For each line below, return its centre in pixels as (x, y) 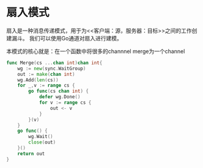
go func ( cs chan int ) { (58, 91)
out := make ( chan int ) (46, 74)
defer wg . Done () (60, 97)
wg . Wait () (41, 137)
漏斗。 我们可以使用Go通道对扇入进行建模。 (67, 38)
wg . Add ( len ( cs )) (38, 80)
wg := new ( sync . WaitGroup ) (52, 68)
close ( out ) (42, 142)
